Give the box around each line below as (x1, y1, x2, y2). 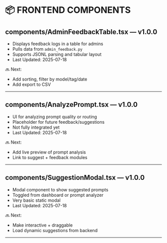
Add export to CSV (12, 81, 51, 87)
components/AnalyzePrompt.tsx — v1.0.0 (5, 100, 138, 109)
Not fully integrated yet (12, 124, 60, 130)
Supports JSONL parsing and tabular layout (12, 51, 102, 57)
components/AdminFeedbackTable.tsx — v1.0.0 (5, 27, 158, 36)
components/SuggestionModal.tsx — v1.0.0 (5, 173, 145, 182)
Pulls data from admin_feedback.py (12, 46, 83, 52)
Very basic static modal (12, 197, 61, 203)
